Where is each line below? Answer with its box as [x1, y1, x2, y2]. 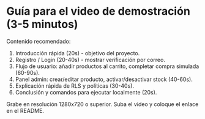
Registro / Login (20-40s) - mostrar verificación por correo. [15, 56, 165, 63]
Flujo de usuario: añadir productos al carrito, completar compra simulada [15, 63, 199, 70]
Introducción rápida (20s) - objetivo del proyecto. [15, 49, 140, 56]
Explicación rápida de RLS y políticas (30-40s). [15, 82, 135, 90]
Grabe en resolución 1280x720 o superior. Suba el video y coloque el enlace [6, 100, 199, 108]
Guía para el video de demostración [6, 4, 191, 18]
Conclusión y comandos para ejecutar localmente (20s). [15, 88, 157, 96]
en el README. [6, 107, 45, 114]
